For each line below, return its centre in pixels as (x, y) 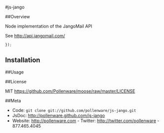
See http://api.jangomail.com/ (35, 36)
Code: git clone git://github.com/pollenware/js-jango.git (74, 110)
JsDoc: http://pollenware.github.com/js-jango (58, 115)
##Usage (15, 72)
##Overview (18, 17)
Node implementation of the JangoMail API (49, 26)
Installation (23, 60)
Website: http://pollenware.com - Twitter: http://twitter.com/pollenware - (86, 121)
